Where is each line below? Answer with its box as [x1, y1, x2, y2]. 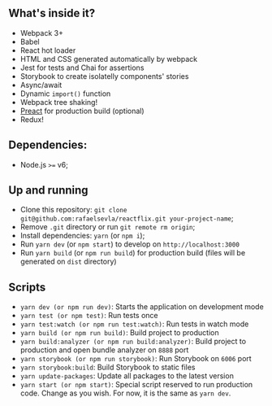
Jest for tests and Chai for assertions [19, 63, 145, 72]
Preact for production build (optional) [19, 106, 145, 116]
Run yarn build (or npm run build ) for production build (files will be [19, 248, 246, 258]
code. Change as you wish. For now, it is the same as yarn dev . [19, 388, 231, 398]
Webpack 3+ [19, 28, 63, 37]
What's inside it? [8, 7, 96, 20]
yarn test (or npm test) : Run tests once [19, 311, 158, 321]
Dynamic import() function [19, 89, 111, 98]
